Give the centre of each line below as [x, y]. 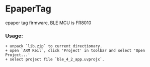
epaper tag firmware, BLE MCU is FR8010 [48, 23]
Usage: [14, 36]
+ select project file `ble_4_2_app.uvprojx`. [55, 59]
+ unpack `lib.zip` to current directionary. [54, 46]
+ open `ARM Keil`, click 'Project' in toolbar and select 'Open [75, 51]
